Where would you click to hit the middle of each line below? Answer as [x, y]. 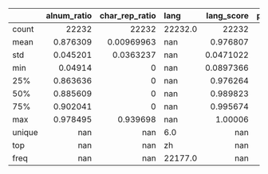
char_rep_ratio [128, 15]
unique [25, 132]
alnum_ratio [69, 15]
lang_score [227, 15]
